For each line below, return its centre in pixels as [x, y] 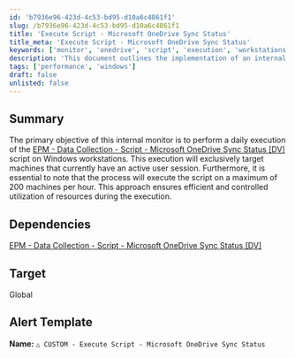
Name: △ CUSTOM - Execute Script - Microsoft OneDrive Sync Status [137, 343]
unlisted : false [39, 83]
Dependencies [50, 224]
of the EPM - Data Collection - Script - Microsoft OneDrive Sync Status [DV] [147, 149]
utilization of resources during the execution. [91, 196]
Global [21, 295]
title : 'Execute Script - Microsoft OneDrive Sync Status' [120, 34]
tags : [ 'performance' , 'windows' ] [73, 67]
